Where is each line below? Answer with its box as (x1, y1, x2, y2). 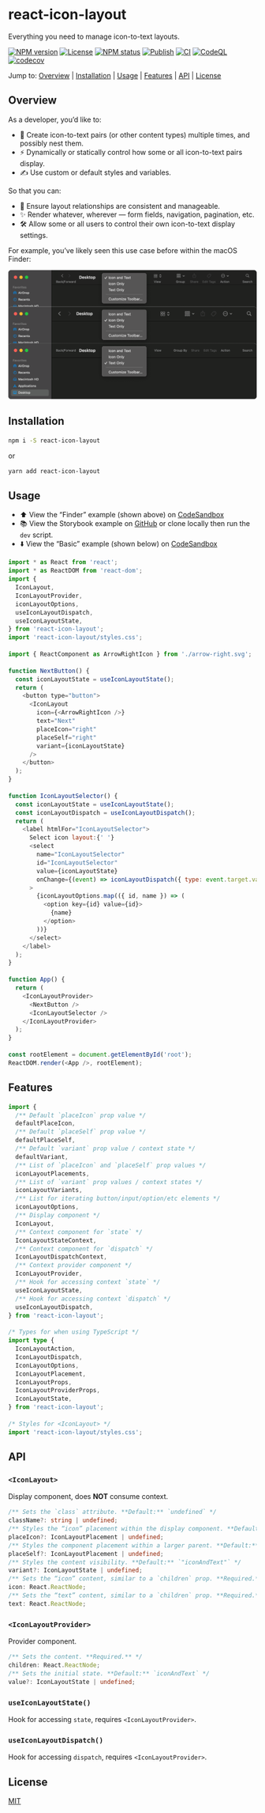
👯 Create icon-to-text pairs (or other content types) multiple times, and (19, 130, 250, 139)
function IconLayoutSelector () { (8, 792, 118, 800)
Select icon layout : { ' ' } (28, 834, 114, 842)
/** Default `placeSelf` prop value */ (15, 1128, 147, 1136)
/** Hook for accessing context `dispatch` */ (15, 1295, 171, 1303)
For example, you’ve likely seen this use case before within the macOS (8, 245, 238, 255)
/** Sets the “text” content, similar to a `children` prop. (8, 1592, 214, 1599)
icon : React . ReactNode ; (8, 1584, 87, 1592)
